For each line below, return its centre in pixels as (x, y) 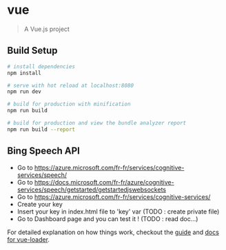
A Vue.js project (47, 29)
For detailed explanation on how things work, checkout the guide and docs (113, 232)
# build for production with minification (69, 104)
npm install (24, 73)
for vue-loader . (29, 239)
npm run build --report (41, 129)
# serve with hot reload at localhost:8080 (71, 85)
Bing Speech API (44, 151)
